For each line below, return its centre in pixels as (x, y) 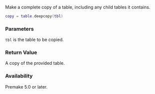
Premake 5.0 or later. (27, 87)
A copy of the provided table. (35, 63)
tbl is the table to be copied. (35, 40)
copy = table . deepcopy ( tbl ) (34, 16)
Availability (19, 76)
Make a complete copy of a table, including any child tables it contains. (78, 7)
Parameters (19, 29)
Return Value (21, 52)
